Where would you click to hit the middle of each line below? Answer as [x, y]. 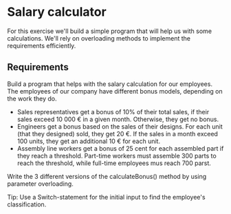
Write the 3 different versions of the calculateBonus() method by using [107, 176]
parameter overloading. [40, 184]
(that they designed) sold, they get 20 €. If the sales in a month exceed [118, 133]
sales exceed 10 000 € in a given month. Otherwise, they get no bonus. [118, 119]
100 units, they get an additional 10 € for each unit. [88, 141]
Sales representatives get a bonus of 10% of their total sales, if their [113, 111]
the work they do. [32, 98]
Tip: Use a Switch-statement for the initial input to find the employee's [106, 197]
